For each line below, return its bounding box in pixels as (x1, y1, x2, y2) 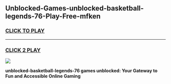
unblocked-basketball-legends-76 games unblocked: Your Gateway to (5, 67, 158, 73)
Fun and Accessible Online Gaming (5, 73, 81, 79)
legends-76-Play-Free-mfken (5, 12, 101, 21)
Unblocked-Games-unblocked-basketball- (5, 4, 144, 13)
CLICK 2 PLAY (5, 46, 41, 53)
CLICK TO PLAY (5, 27, 45, 35)
